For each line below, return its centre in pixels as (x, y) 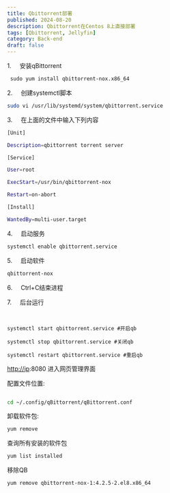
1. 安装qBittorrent (34, 66)
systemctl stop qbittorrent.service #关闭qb (70, 342)
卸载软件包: (23, 416)
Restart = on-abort (32, 195)
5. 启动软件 (26, 260)
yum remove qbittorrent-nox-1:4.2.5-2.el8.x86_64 (79, 483)
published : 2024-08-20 (39, 20)
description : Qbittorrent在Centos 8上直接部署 (71, 26)
